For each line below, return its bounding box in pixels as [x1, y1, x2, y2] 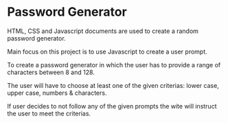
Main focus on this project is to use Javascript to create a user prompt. [7, 47, 207, 56]
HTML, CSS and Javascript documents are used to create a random [7, 27, 199, 35]
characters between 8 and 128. [7, 68, 95, 76]
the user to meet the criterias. [7, 109, 91, 118]
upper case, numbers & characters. [7, 89, 107, 97]
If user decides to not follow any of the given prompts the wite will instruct [7, 102, 217, 110]
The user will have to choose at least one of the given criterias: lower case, [7, 81, 220, 89]
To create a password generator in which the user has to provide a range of [7, 60, 221, 69]
